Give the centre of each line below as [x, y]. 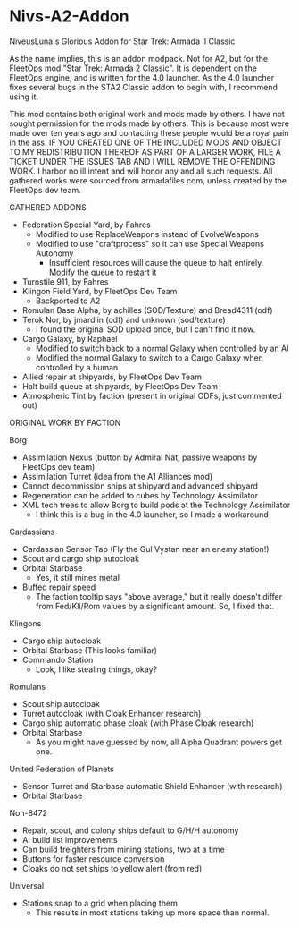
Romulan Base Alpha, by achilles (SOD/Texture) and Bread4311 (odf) [147, 310]
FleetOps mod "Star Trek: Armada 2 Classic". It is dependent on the [133, 68]
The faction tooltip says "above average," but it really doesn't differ [159, 596]
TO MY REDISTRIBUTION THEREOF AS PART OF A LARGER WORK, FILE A [145, 152]
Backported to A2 [68, 301]
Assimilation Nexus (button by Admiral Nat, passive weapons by [140, 457]
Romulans [28, 686]
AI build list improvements [70, 839]
